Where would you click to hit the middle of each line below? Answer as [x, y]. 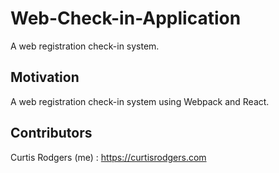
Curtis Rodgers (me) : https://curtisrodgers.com [108, 157]
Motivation [45, 77]
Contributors [51, 133]
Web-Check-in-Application [126, 18]
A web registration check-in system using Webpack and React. [140, 101]
